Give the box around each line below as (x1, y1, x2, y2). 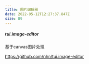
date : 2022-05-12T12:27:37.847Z (5, 12, 70, 16)
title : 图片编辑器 (5, 7, 38, 12)
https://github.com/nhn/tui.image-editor (5, 54, 84, 60)
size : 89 (5, 16, 23, 21)
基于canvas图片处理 (5, 44, 45, 50)
